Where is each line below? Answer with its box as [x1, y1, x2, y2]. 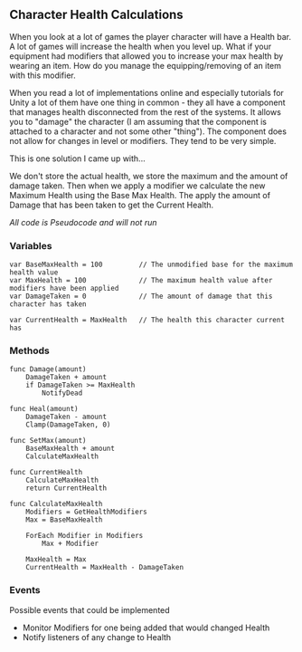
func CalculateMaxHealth [9, 500, 103, 509]
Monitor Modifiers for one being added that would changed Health [22, 622, 270, 633]
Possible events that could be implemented [9, 604, 170, 615]
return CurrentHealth [25, 484, 107, 493]
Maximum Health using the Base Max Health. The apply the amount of [9, 189, 271, 200]
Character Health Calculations [9, 7, 184, 23]
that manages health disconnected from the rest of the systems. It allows [9, 106, 282, 117]
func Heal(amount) [9, 405, 79, 414]
